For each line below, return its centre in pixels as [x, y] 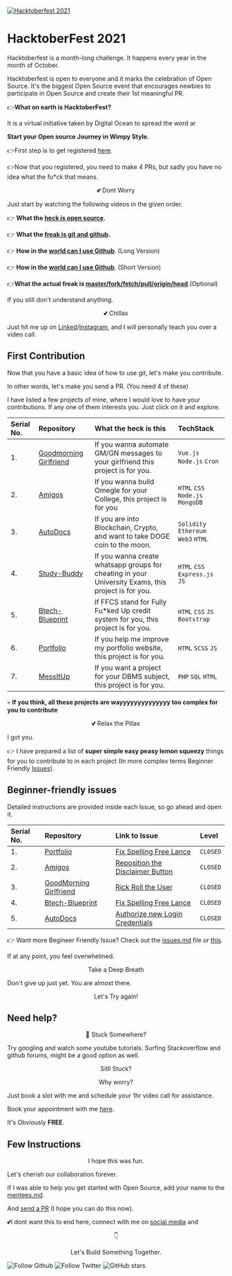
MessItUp [54, 676]
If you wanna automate [132, 444]
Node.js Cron [199, 461]
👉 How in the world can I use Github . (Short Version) [84, 267]
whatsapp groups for [128, 564]
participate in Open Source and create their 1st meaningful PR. [96, 93]
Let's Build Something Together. [116, 1252]
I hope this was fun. [116, 1161]
